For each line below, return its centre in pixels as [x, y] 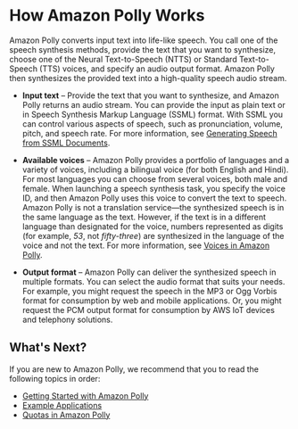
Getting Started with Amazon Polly [85, 396]
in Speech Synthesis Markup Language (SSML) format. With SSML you [153, 114]
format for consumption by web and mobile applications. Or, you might [152, 301]
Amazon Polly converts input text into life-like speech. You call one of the [144, 40]
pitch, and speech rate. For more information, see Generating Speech [150, 133]
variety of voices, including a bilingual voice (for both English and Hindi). [155, 169]
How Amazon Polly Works [107, 16]
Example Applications [62, 405]
